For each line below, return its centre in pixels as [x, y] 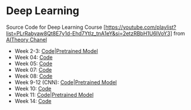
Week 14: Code [33, 101]
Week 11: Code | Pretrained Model [54, 95]
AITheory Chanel [26, 39]
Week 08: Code [33, 76]
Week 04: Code [33, 57]
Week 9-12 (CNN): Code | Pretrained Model [66, 82]
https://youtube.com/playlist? [141, 27]
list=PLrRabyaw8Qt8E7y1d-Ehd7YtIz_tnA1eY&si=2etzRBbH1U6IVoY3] [89, 33]
